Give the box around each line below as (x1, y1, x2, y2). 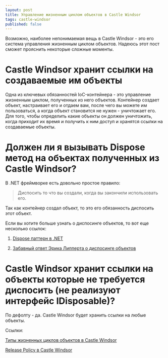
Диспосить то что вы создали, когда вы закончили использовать (17, 190, 158, 196)
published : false (5, 21, 42, 27)
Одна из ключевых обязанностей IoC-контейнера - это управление (5, 92, 151, 98)
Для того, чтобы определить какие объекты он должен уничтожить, (5, 113, 152, 119)
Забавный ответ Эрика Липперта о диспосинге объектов (12, 245, 136, 252)
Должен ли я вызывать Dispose (5, 141, 145, 153)
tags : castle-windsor (5, 17, 51, 22)
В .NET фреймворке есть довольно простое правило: (5, 180, 121, 186)
